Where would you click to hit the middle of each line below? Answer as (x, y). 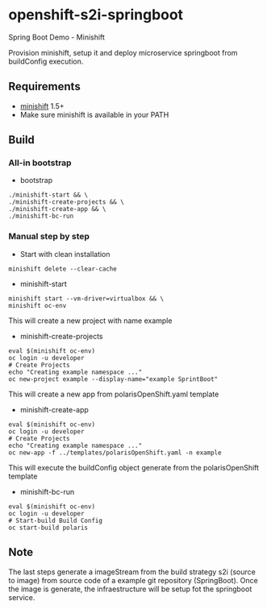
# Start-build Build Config (56, 520)
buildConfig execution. (46, 61)
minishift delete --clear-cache (63, 269)
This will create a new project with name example (90, 321)
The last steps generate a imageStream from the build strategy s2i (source (132, 572)
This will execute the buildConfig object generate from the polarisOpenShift (134, 467)
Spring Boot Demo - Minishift (56, 37)
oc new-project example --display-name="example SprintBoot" (113, 379)
